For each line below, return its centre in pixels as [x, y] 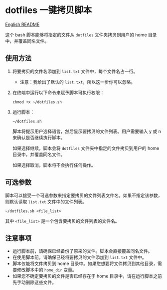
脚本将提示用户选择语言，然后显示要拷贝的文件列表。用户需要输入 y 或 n [86, 131]
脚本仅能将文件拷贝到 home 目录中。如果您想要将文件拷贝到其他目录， [85, 263]
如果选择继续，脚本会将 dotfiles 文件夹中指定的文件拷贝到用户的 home [86, 148]
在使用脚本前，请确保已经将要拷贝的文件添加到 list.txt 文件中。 [79, 257]
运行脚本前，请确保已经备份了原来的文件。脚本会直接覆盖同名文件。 [82, 251]
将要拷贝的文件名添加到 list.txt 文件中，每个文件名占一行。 [75, 71]
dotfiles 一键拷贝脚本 [49, 10]
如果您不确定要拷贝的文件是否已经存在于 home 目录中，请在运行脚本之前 [87, 276]
